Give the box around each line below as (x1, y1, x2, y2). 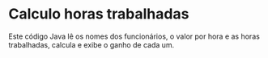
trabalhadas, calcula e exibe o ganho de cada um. (8, 39, 175, 49)
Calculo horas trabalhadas (8, 5, 189, 23)
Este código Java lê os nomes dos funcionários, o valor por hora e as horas (8, 31, 261, 41)
